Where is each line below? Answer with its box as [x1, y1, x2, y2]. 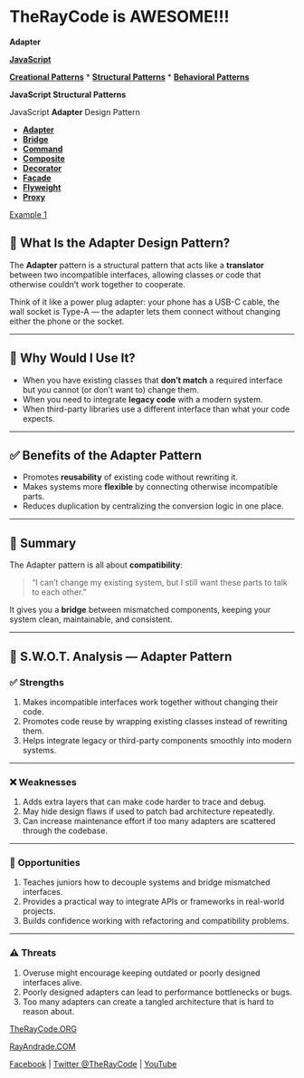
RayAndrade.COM [9, 1041, 76, 1052]
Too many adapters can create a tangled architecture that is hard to [22, 995, 274, 1007]
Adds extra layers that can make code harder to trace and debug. [22, 796, 267, 808]
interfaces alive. [22, 976, 83, 987]
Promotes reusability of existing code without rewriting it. [22, 471, 238, 482]
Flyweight [22, 181, 62, 192]
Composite [22, 152, 65, 164]
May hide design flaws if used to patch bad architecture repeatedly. [22, 806, 275, 817]
